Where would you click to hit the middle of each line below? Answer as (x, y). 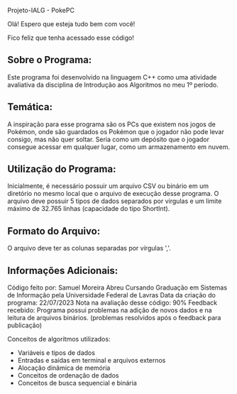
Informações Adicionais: (63, 270)
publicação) (25, 325)
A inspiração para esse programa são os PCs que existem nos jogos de (112, 124)
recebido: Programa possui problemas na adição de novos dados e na (110, 310)
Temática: (30, 107)
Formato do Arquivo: (54, 231)
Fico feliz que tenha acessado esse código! (71, 38)
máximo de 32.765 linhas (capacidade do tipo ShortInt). (89, 209)
